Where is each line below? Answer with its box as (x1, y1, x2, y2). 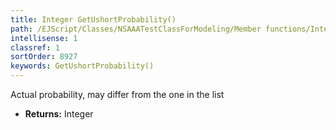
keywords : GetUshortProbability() (10, 61, 155, 71)
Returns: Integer (24, 108, 94, 120)
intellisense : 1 (10, 33, 78, 43)
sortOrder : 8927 (10, 52, 78, 62)
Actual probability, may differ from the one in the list (10, 89, 225, 100)
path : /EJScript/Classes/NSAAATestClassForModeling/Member (10, 24, 262, 34)
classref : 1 (10, 42, 60, 53)
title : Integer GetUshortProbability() (10, 14, 177, 25)
